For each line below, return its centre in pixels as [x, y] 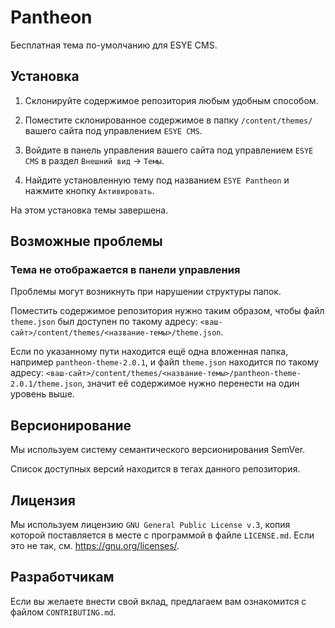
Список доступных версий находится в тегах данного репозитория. [155, 469]
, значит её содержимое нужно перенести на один [190, 383]
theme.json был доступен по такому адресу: [104, 322]
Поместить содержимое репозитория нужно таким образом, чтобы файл [167, 311]
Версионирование [71, 425]
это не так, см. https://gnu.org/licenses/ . [95, 546]
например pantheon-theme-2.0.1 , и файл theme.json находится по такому [165, 362]
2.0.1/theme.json [46, 384]
